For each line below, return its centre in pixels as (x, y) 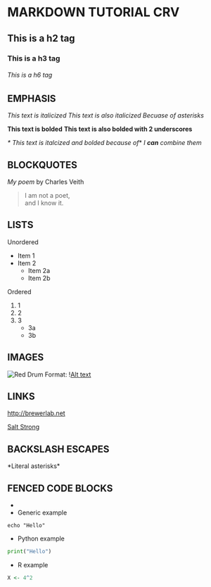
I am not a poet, (47, 195)
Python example (41, 538)
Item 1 (26, 255)
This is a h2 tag (41, 38)
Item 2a (39, 270)
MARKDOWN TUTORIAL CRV (94, 12)
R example (33, 564)
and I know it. (44, 203)
